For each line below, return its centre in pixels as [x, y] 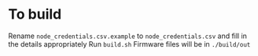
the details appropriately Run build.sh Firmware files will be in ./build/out [129, 44]
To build [35, 14]
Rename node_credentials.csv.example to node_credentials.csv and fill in [128, 36]
